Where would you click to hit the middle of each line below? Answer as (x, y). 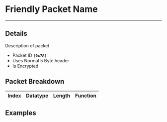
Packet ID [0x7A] (30, 55)
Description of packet (27, 45)
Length (62, 96)
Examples (21, 113)
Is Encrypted (25, 66)
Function (86, 96)
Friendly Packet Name (51, 9)
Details (16, 34)
